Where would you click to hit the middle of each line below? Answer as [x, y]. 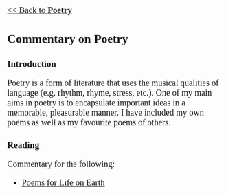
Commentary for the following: [61, 164]
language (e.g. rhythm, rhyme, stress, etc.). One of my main [110, 93]
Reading [23, 145]
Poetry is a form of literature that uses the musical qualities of [113, 83]
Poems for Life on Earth [63, 182]
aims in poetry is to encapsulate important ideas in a [96, 102]
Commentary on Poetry [68, 39]
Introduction [32, 64]
